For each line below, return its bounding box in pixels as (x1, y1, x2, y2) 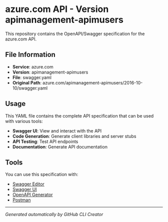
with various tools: (5, 118, 43, 124)
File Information (5, 50, 56, 59)
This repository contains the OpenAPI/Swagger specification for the (5, 30, 145, 36)
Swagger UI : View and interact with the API (12, 127, 102, 133)
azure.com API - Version (5, 3, 109, 15)
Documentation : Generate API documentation (12, 143, 107, 149)
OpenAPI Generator (12, 191, 53, 198)
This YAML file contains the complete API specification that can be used (5, 112, 154, 118)
